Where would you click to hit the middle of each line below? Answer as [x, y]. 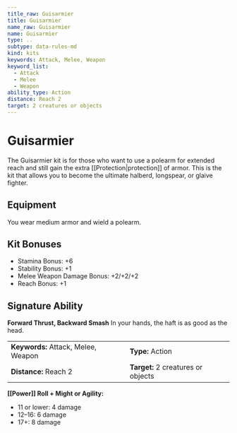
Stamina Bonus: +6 [45, 261]
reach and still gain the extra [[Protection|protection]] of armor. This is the [115, 167]
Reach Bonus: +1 [42, 284]
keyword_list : [28, 66]
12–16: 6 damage [42, 415]
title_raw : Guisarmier [41, 14]
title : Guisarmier [34, 20]
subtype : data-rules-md [42, 47]
